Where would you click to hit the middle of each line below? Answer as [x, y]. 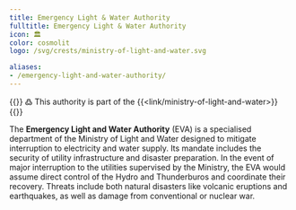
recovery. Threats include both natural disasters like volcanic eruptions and [148, 186]
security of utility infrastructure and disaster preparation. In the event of [142, 157]
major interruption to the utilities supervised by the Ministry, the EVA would [147, 167]
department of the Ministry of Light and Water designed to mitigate [133, 138]
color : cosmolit [39, 43]
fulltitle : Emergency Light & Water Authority [98, 26]
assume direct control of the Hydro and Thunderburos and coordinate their [148, 177]
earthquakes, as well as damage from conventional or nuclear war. [132, 196]
